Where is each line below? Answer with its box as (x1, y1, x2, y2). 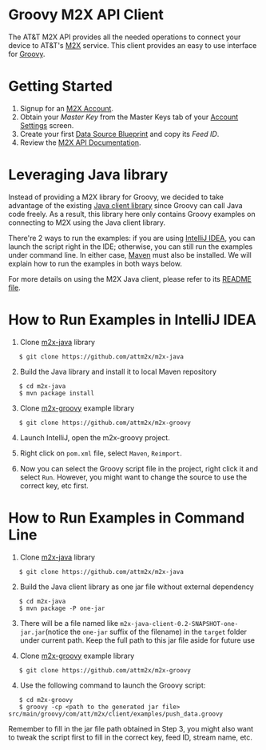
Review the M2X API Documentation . (19, 138, 141, 147)
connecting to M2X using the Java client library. (8, 218, 166, 227)
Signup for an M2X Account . (19, 103, 114, 113)
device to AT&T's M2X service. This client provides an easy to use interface (8, 40, 257, 50)
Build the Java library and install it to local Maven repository (19, 367, 217, 376)
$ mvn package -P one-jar (18, 604, 105, 612)
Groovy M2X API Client (8, 6, 164, 24)
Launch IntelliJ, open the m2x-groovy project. (19, 432, 170, 442)
